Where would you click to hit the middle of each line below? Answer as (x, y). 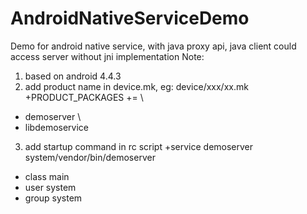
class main (47, 176)
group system (53, 198)
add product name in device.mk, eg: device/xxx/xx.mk (136, 86)
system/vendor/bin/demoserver (90, 157)
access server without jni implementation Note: (107, 56)
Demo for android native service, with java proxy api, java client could (153, 46)
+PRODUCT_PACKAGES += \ (84, 97)
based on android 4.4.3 (73, 76)
